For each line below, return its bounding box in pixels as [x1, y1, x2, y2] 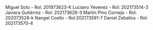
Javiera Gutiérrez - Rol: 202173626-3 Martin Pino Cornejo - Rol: [5, 9, 137, 15]
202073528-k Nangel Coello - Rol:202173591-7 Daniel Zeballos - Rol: [5, 15, 148, 20]
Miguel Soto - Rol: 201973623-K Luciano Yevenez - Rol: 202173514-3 [5, 4, 148, 10]
